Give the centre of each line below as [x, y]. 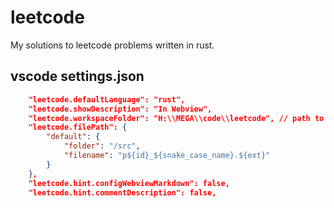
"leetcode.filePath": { [78, 127]
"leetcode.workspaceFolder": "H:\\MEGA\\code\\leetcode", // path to [176, 118]
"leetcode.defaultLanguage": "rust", [107, 99]
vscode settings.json [77, 76]
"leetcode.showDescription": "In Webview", [120, 109]
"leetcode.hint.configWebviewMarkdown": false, [129, 183]
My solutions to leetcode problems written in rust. [112, 45]
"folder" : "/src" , [102, 146]
